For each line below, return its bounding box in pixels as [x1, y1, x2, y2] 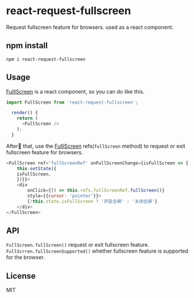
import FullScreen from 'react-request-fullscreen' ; [6, 99, 139, 105]
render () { [11, 110, 38, 116]
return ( [17, 115, 38, 121]
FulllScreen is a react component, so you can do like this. [6, 88, 144, 95]
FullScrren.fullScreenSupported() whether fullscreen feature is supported [6, 247, 189, 254]
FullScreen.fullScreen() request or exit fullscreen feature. [6, 241, 149, 249]
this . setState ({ [17, 165, 57, 171]
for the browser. [6, 254, 45, 261]
